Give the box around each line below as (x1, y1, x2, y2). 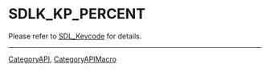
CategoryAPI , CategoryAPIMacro (8, 54, 117, 64)
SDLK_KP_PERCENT (8, 5, 146, 23)
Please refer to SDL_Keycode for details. (8, 31, 142, 41)
